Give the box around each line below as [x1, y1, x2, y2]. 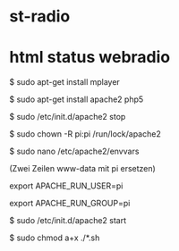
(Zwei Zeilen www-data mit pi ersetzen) [9, 163, 157, 174]
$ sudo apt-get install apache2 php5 [9, 94, 144, 105]
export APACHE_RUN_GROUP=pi [9, 198, 131, 209]
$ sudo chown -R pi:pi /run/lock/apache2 [9, 129, 161, 139]
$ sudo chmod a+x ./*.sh [9, 232, 100, 243]
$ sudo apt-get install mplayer [9, 77, 121, 88]
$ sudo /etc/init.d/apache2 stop [9, 112, 126, 122]
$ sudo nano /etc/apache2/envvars [9, 146, 140, 157]
